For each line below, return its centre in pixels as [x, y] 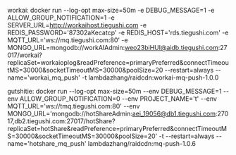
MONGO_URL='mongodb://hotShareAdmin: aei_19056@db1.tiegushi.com [112, 113]
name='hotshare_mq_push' [47, 143]
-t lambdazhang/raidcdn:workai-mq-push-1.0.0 [150, 77]
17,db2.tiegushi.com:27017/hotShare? [61, 121]
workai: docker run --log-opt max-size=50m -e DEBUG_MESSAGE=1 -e [111, 10]
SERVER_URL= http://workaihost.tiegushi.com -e [77, 25]
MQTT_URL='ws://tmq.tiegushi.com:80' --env [74, 106]
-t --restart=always [187, 136]
